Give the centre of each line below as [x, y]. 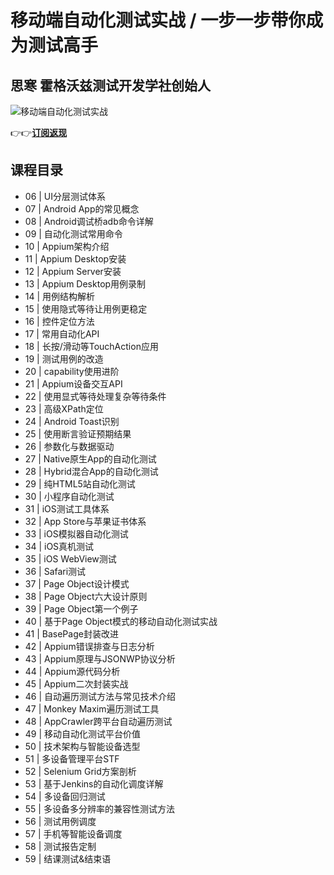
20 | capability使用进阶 [72, 371]
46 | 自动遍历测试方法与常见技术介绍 [100, 696]
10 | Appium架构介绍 [67, 246]
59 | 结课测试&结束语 [68, 858]
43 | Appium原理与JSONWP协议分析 [100, 658]
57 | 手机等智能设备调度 [73, 833]
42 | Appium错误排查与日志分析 [89, 646]
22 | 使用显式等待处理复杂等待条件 [95, 396]
